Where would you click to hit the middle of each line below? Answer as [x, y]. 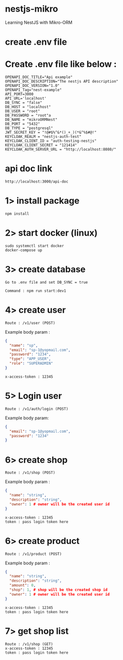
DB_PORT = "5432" [23, 124]
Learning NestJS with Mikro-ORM [39, 22]
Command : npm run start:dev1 [36, 291]
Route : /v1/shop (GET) [29, 644]
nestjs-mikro [32, 9]
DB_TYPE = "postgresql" [29, 128]
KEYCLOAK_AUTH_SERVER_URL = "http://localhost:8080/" [61, 150]
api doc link [29, 169]
